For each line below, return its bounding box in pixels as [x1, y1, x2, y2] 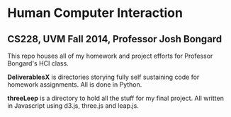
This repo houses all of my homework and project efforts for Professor [7, 51, 213, 60]
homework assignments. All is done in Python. [7, 80, 142, 89]
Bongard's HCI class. [7, 59, 69, 68]
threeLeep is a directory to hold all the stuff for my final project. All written [7, 94, 225, 102]
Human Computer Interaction [7, 5, 183, 21]
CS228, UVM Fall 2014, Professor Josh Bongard [7, 33, 222, 45]
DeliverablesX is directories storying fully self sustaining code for [7, 73, 200, 81]
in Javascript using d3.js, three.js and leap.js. [7, 101, 140, 110]
